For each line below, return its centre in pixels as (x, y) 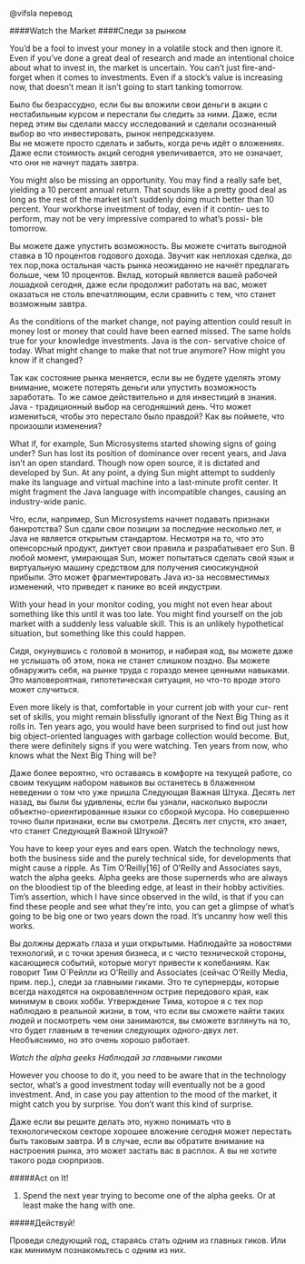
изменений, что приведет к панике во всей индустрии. (116, 587)
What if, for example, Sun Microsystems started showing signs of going (143, 443)
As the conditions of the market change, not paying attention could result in (151, 321)
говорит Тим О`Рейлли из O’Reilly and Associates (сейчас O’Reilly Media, (149, 972)
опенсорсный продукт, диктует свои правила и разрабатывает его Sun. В (152, 548)
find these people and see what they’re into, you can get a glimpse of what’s (152, 906)
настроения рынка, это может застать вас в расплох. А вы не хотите (143, 1150)
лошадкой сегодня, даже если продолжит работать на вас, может (138, 284)
